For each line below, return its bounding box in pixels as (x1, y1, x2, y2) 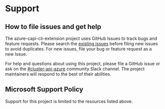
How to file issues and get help (5, 23, 101, 31)
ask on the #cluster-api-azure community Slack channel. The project (5, 66, 145, 72)
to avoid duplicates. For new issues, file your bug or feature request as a (5, 46, 152, 52)
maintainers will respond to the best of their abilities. (5, 71, 112, 77)
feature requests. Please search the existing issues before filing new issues (5, 41, 158, 47)
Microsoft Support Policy (5, 85, 84, 94)
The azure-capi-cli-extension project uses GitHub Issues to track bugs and (5, 35, 158, 41)
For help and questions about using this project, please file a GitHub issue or (5, 61, 161, 66)
